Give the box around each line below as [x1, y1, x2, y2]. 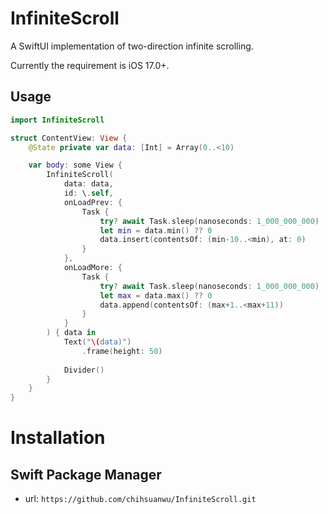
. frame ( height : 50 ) [81, 346, 163, 356]
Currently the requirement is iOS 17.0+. [10, 59, 170, 71]
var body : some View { [28, 160, 123, 171]
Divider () [63, 365, 105, 375]
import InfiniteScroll [10, 115, 105, 125]
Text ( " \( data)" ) [63, 337, 132, 347]
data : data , [63, 179, 114, 189]
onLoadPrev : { [63, 197, 123, 207]
